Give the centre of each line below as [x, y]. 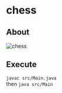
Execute [22, 64]
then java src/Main [30, 84]
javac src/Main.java [32, 78]
